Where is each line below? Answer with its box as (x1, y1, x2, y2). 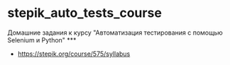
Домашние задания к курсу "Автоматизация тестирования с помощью (7, 28, 224, 37)
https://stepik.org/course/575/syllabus (17, 49, 131, 58)
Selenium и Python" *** (7, 35, 77, 44)
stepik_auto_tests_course (7, 5, 162, 21)
